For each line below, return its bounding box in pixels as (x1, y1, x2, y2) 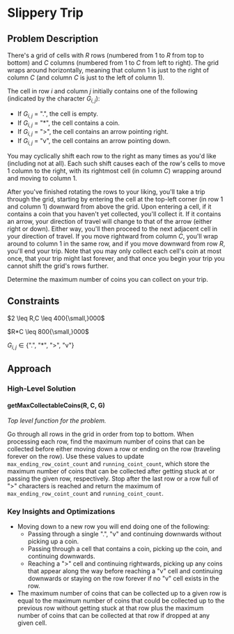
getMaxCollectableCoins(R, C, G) (7, 401, 106, 409)
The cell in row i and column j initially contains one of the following (7, 87, 198, 95)
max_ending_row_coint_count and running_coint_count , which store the (7, 460, 210, 468)
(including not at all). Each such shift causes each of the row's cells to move (7, 159, 226, 167)
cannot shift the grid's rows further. (7, 262, 109, 270)
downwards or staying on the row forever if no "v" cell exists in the (27, 574, 219, 583)
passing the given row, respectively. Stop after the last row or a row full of (7, 474, 219, 483)
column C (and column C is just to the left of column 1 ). (7, 73, 165, 82)
